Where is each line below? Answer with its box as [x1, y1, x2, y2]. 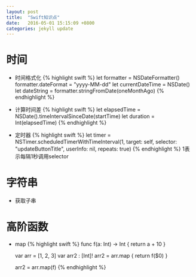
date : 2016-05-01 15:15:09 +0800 [6, 20, 95, 26]
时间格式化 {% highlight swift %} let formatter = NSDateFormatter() [14, 74, 180, 82]
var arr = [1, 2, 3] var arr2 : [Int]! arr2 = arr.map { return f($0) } [14, 252, 168, 260]
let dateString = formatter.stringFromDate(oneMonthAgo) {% [14, 88, 164, 95]
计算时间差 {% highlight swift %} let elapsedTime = [14, 106, 141, 113]
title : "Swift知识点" [6, 14, 60, 20]
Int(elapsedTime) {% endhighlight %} [14, 119, 107, 127]
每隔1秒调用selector [20, 153, 69, 160]
